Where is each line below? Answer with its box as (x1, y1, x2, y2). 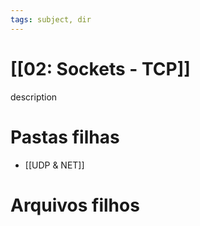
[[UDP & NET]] (24, 159, 85, 171)
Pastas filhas (10, 126, 120, 148)
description (10, 91, 58, 103)
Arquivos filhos (10, 194, 140, 216)
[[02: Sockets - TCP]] (10, 57, 191, 80)
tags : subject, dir (10, 14, 92, 25)
